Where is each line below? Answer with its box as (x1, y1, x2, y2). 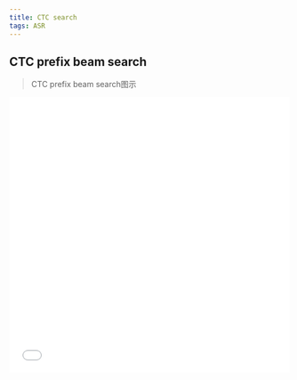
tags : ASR (9, 21, 46, 30)
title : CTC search (9, 12, 77, 22)
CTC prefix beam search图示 (30, 79, 137, 90)
